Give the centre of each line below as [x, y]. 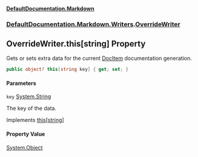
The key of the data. [31, 109]
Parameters [21, 83]
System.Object [25, 147]
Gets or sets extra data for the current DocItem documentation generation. [99, 58]
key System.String [29, 96]
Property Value [26, 134]
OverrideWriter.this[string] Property [76, 43]
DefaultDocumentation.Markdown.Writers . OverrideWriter [93, 24]
